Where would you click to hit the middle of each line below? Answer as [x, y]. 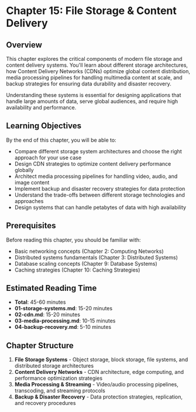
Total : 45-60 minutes [40, 302]
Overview [24, 45]
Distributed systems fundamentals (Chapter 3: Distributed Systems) [96, 257]
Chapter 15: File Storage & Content [92, 11]
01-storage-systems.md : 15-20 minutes [63, 308]
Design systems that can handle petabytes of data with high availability [100, 207]
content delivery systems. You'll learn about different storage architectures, [97, 65]
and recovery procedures [45, 403]
